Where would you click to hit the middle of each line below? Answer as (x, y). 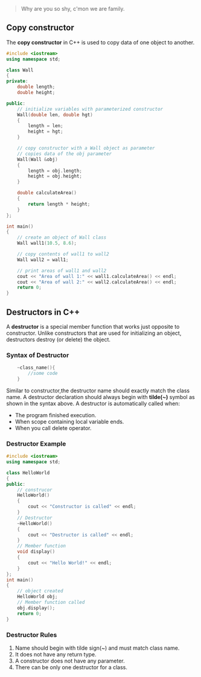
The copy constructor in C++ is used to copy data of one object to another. (101, 42)
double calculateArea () (47, 193)
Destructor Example (36, 443)
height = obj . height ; (55, 176)
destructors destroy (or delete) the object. (58, 339)
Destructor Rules (32, 635)
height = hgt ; (46, 132)
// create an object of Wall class (62, 238)
